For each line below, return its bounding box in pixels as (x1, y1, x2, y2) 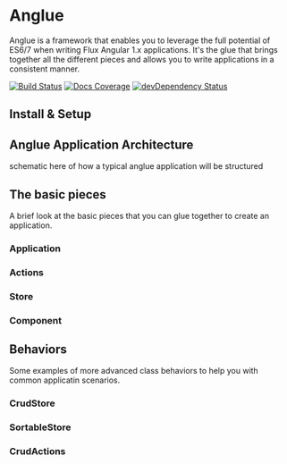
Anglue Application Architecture (9, 137, 194, 152)
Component (9, 314, 63, 326)
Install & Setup (9, 106, 92, 122)
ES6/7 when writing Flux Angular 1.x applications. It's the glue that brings (9, 44, 279, 55)
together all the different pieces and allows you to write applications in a (9, 54, 274, 64)
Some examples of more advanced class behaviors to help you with (9, 366, 259, 376)
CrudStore (9, 397, 55, 409)
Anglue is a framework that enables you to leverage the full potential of (9, 35, 271, 46)
